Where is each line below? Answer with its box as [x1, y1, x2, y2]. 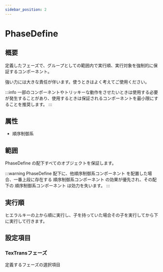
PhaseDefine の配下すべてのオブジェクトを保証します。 [5, 160, 116, 166]
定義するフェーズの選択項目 [5, 261, 61, 268]
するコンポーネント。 [9, 69, 52, 74]
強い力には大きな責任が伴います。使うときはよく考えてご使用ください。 [5, 79, 149, 85]
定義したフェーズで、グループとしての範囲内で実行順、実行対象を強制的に [5, 62, 154, 68]
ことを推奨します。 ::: [9, 101, 53, 107]
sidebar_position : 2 [5, 7, 47, 12]
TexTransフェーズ [5, 250, 47, 256]
